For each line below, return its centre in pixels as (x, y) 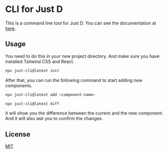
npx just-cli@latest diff (32, 103)
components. (19, 85)
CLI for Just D (34, 9)
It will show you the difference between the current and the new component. (84, 113)
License (18, 134)
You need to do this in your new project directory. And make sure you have (82, 56)
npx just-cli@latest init (32, 70)
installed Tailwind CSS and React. (40, 61)
